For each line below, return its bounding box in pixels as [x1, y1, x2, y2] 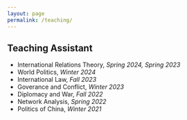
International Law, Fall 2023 [17, 76, 97, 84]
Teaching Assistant [7, 42, 93, 54]
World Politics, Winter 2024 [17, 68, 96, 76]
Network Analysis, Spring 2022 [17, 98, 107, 106]
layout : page [7, 10, 45, 17]
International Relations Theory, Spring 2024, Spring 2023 [17, 60, 181, 69]
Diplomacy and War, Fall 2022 [17, 90, 103, 98]
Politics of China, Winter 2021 [17, 105, 102, 113]
